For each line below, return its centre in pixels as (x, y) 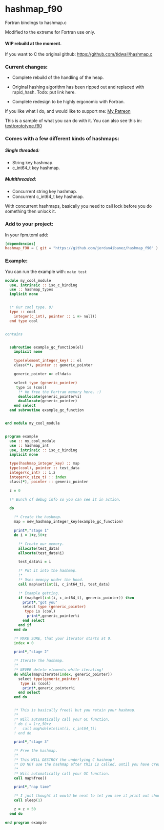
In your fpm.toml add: (27, 235)
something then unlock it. (31, 211)
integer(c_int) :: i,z (32, 473)
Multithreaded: (21, 179)
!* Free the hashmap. (36, 751)
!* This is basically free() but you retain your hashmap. (75, 710)
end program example (26, 822)
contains (14, 334)
